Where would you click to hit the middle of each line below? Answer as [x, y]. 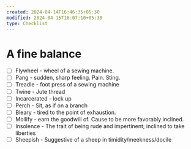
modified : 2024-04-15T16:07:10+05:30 [54, 18]
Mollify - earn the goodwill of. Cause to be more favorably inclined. [99, 119]
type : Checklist [27, 23]
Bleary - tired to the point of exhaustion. [66, 112]
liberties [25, 133]
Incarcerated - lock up [43, 98]
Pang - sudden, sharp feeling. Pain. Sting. [68, 78]
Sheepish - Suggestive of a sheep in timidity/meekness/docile [93, 139]
